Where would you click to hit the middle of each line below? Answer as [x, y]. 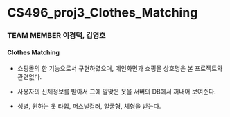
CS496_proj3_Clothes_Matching [103, 13]
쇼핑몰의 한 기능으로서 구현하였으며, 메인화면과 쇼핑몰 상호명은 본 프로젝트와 [120, 68]
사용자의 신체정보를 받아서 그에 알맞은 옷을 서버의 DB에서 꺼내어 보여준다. [116, 92]
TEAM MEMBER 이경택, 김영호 [56, 36]
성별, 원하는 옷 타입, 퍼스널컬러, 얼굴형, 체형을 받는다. [89, 106]
